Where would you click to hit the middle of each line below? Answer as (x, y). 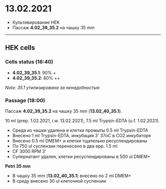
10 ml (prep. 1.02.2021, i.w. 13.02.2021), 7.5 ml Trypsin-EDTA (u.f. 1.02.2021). (82, 120)
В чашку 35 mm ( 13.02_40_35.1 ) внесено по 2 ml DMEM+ (72, 176)
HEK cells (20, 48)
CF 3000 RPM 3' (29, 151)
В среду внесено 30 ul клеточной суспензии (59, 181)
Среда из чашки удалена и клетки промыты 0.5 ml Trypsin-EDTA (80, 130)
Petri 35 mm (18, 166)
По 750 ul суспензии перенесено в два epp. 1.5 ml (65, 146)
